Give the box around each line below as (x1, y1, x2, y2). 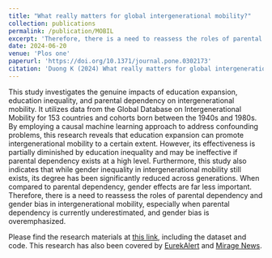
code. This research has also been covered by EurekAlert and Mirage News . (8, 240, 263, 250)
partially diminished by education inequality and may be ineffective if (8, 147, 238, 157)
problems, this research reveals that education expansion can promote (8, 130, 244, 140)
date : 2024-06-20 (8, 42, 67, 50)
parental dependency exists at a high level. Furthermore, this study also (8, 156, 247, 166)
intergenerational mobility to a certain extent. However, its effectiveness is (8, 139, 256, 148)
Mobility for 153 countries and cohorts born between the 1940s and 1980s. (8, 113, 257, 123)
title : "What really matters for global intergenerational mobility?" (8, 11, 252, 20)
